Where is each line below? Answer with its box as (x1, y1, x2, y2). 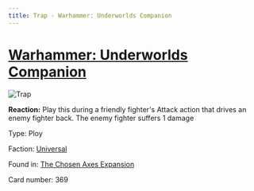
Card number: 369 (8, 174, 69, 184)
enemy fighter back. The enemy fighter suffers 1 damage (8, 113, 194, 123)
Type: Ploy (8, 128, 44, 138)
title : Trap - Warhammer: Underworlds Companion (8, 11, 172, 20)
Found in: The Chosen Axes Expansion (8, 159, 135, 169)
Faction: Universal (8, 144, 67, 154)
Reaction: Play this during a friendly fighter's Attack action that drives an (8, 104, 247, 114)
